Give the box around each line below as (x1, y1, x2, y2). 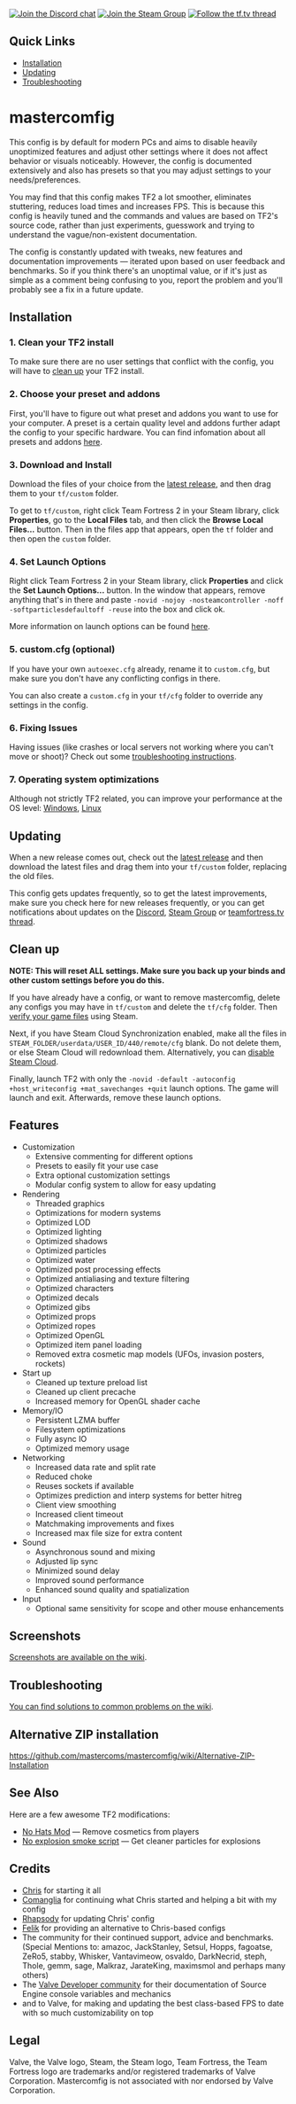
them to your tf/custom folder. (9, 488, 119, 499)
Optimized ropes (34, 1321, 96, 1331)
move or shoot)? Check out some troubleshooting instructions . (9, 751, 237, 761)
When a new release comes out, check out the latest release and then (9, 852, 263, 863)
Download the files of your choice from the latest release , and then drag (9, 479, 271, 489)
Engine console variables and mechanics (21, 1988, 171, 1999)
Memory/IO (21, 1405, 64, 1415)
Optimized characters (34, 1282, 115, 1293)
